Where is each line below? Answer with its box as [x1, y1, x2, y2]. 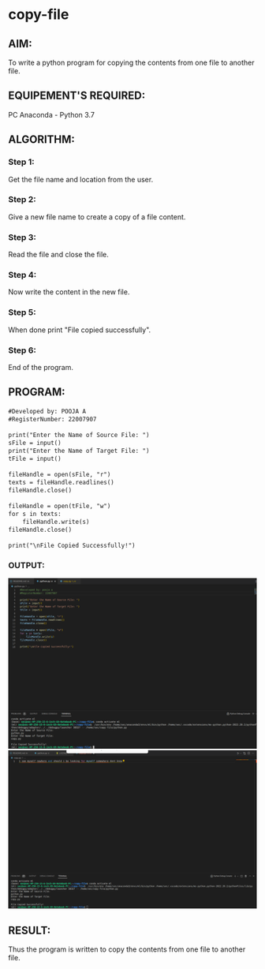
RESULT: [8, 923, 51, 937]
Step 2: [8, 194, 37, 205]
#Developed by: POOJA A [8, 407, 87, 415]
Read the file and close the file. [8, 250, 109, 260]
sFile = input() [8, 439, 62, 447]
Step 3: [8, 231, 37, 242]
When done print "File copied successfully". [8, 325, 151, 335]
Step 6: [8, 345, 37, 356]
